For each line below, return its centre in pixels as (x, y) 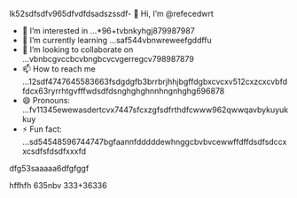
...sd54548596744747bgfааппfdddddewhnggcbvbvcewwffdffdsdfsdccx (154, 142)
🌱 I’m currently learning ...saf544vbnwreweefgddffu (117, 40)
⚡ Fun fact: (42, 129)
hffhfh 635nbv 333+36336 (59, 185)
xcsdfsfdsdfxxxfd (54, 151)
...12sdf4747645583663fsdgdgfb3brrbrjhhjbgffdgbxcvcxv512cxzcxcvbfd (155, 81)
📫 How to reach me (59, 69)
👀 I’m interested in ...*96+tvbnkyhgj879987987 (108, 30)
